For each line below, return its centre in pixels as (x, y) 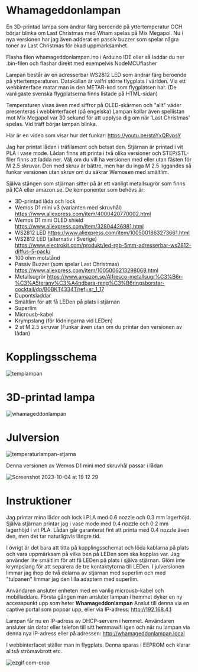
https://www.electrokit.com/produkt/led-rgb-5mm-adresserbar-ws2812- (103, 245)
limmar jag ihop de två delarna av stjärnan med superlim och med (86, 573)
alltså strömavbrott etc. (34, 651)
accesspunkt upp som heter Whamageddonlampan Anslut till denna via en (98, 603)
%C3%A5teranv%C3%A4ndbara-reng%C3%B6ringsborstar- (90, 283)
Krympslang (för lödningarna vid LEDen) (64, 321)
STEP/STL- (176, 153)
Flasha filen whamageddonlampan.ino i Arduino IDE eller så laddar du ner (95, 57)
